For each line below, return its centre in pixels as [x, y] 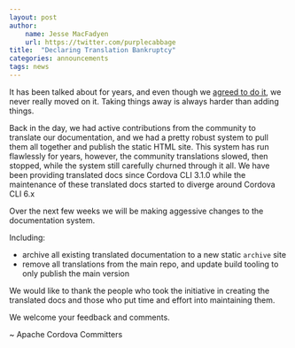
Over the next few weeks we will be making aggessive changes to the [136, 211]
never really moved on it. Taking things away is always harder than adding [144, 101]
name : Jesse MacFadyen [67, 34]
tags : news [29, 67]
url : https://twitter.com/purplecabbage [101, 42]
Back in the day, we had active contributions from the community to [133, 128]
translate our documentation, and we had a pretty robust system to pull [139, 137]
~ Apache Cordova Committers [66, 334]
